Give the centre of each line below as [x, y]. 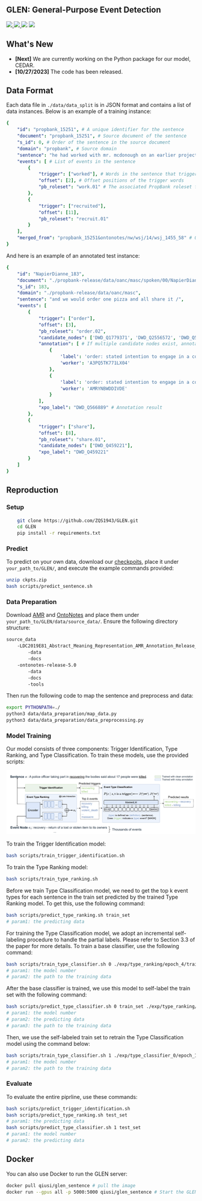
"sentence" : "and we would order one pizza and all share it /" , [101, 299]
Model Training [29, 736]
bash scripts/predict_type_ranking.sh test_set [67, 1115]
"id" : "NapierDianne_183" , [51, 274]
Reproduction [32, 490]
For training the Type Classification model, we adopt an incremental [90, 933]
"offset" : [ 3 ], [57, 325]
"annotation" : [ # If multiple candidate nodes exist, [109, 344]
